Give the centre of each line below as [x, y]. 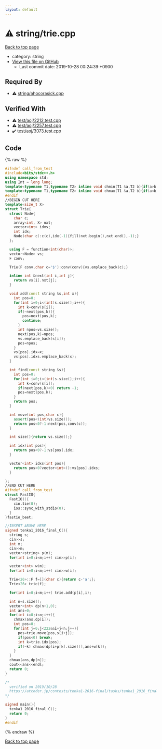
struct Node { [22, 214]
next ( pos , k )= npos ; [36, 334]
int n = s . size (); [26, 601]
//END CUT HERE [20, 486]
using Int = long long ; [29, 182]
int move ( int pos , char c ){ [36, 415]
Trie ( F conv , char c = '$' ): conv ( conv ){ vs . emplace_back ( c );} [69, 267]
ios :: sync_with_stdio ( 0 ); [40, 508]
